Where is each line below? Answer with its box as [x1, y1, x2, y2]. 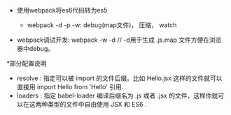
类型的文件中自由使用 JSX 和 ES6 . [47, 100, 148, 108]
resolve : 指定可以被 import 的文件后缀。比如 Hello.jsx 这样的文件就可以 [16, 74, 223, 82]
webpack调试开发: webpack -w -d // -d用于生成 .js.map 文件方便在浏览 [16, 36, 222, 44]
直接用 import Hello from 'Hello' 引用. [16, 83, 124, 91]
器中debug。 [16, 45, 54, 52]
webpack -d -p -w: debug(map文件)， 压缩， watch [27, 21, 177, 29]
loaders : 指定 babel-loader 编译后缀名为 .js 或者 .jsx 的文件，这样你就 [16, 91, 218, 100]
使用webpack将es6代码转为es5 [16, 6, 108, 14]
